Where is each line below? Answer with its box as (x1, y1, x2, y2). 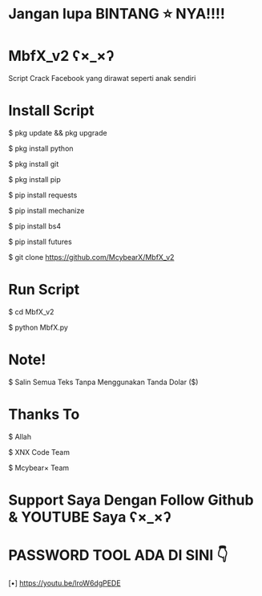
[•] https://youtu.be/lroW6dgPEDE (8, 578, 122, 588)
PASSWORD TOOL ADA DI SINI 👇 (8, 546, 228, 565)
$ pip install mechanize (8, 206, 85, 216)
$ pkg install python (8, 144, 74, 153)
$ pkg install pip (8, 175, 62, 184)
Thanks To (8, 405, 80, 424)
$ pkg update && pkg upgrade (8, 128, 107, 138)
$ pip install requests (8, 190, 78, 200)
